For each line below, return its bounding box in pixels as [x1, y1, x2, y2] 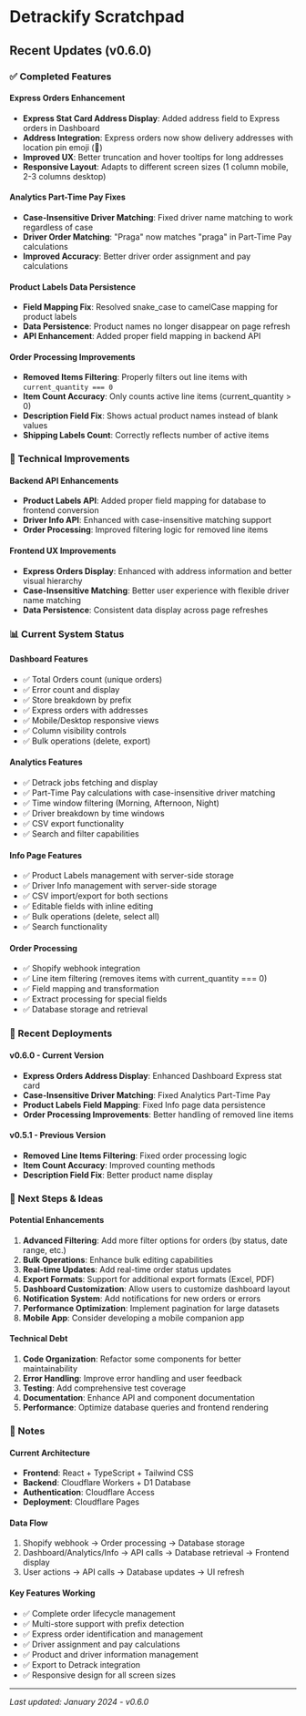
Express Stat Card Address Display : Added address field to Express [22, 112, 280, 124]
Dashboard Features [9, 653, 88, 664]
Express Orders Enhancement [9, 93, 126, 104]
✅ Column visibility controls [22, 724, 127, 735]
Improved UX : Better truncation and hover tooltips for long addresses [22, 151, 284, 162]
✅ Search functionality [22, 921, 107, 932]
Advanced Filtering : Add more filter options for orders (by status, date [22, 1235, 289, 1246]
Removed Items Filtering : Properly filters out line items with [22, 372, 248, 383]
